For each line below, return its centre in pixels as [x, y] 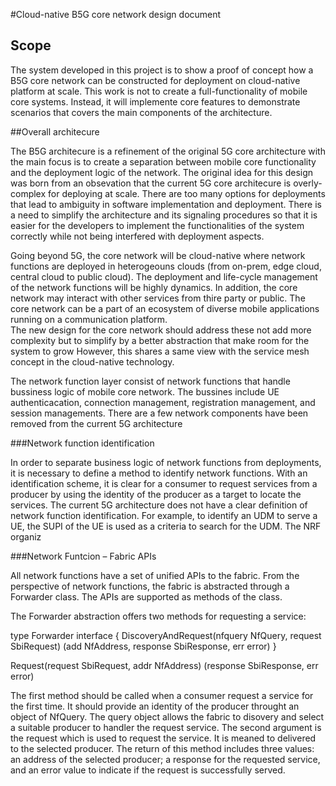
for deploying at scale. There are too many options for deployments [187, 193]
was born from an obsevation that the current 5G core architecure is [151, 183]
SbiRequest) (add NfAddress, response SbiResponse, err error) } [143, 646]
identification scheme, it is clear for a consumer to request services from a [164, 483]
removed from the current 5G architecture [96, 423]
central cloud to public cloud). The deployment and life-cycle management [164, 276]
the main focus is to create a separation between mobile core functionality [163, 161]
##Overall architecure [55, 131]
